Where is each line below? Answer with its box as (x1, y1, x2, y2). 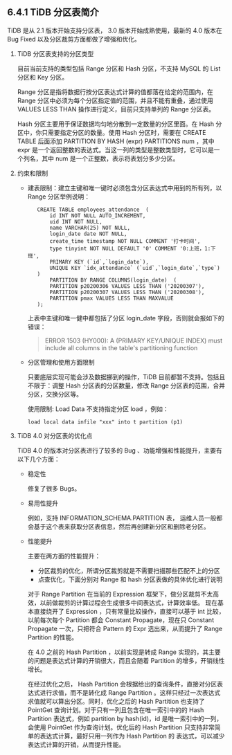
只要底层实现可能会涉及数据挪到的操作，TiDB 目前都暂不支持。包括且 (27, 372, 226, 381)
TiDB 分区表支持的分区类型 (17, 49, 94, 57)
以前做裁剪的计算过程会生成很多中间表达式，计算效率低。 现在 (39, 598, 218, 607)
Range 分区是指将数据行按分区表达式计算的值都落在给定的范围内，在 (17, 87, 213, 95)
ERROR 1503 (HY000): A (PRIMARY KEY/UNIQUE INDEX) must (44, 336, 223, 345)
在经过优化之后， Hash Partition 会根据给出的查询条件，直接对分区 (27, 680, 217, 688)
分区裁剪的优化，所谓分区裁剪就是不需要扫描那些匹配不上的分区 (37, 566, 220, 574)
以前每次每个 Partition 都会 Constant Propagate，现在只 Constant (27, 615, 215, 624)
